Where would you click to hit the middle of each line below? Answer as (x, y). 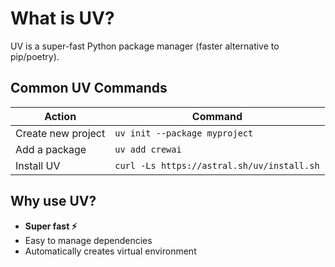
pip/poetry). (35, 56)
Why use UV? (53, 201)
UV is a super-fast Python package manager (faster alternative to (145, 46)
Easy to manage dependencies (88, 240)
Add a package (51, 149)
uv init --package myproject (184, 133)
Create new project (60, 133)
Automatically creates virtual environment (110, 251)
